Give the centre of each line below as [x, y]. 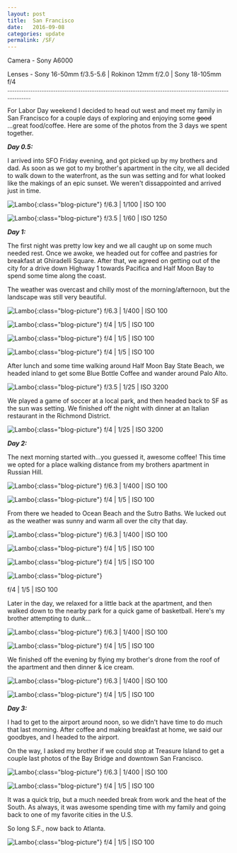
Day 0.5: [20, 147]
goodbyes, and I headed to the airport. [63, 737]
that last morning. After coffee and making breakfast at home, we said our [115, 730]
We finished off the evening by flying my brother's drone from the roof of [114, 659]
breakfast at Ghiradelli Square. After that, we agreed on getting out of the [114, 261]
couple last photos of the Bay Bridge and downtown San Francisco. [105, 759]
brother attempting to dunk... [49, 618]
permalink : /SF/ [31, 40]
